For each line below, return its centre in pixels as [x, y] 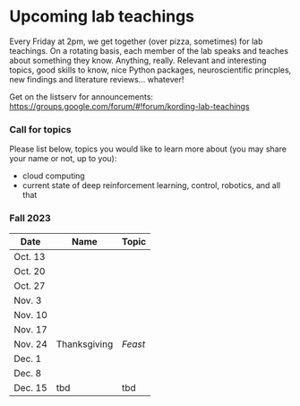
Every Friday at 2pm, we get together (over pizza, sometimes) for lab [136, 41]
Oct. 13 [30, 256]
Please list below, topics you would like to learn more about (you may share [148, 149]
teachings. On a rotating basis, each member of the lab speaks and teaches [149, 50]
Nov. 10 [30, 315]
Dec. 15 [30, 387]
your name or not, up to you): [63, 159]
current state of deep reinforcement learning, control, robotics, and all [151, 186]
